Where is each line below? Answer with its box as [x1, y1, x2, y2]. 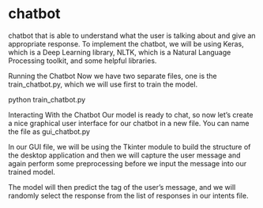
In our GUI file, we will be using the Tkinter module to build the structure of [8, 142, 251, 151]
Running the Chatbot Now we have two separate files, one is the [8, 71, 217, 80]
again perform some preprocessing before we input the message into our [8, 158, 247, 168]
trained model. [8, 167, 55, 176]
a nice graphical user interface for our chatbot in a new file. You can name [8, 118, 250, 128]
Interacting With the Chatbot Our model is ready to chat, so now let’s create [8, 110, 254, 119]
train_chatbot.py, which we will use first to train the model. [8, 80, 198, 89]
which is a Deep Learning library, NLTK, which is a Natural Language [8, 47, 231, 57]
